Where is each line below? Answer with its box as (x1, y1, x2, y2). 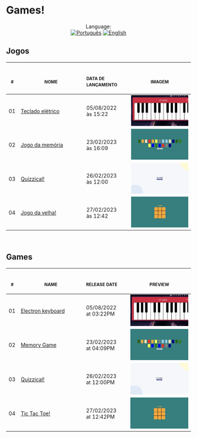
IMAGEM (150, 79, 169, 85)
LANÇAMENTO (86, 82, 118, 88)
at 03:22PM (86, 310, 116, 317)
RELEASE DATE (86, 282, 118, 288)
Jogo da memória (20, 141, 63, 148)
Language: (86, 23, 111, 30)
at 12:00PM (86, 379, 116, 386)
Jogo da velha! (20, 209, 57, 216)
